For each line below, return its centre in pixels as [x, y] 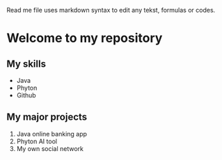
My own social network [50, 148]
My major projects [47, 117]
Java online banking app [52, 134]
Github [26, 95]
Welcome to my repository [85, 38]
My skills [26, 64]
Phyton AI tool [37, 141]
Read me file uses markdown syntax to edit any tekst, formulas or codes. [111, 10]
